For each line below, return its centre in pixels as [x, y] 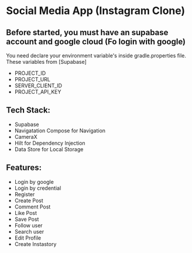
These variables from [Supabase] [46, 62]
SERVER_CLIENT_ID [38, 86]
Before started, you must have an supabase [87, 33]
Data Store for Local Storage [49, 149]
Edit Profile [28, 238]
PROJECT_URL [32, 79]
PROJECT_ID [30, 73]
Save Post [27, 219]
